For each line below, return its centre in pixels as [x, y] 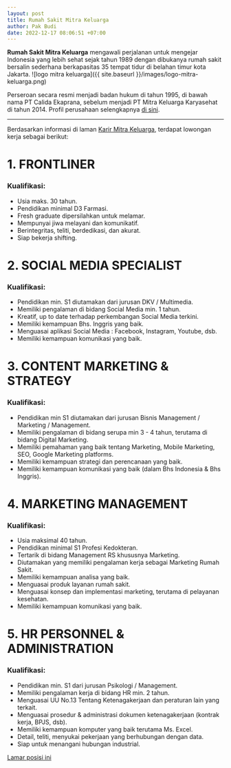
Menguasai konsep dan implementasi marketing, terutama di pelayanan [118, 592]
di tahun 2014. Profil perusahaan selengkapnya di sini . [84, 110]
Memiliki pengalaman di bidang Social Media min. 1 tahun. [99, 309]
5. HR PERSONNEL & [66, 634]
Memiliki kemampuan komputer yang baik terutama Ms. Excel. [105, 729]
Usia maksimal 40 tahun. [52, 541]
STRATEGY [40, 381]
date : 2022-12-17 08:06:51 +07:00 [57, 33]
